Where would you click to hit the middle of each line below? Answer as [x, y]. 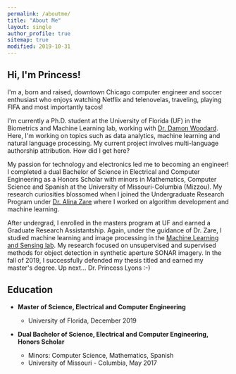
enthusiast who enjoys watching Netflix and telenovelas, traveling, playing [114, 99]
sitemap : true [28, 40]
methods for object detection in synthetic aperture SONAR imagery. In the [114, 253]
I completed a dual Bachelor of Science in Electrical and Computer [104, 172]
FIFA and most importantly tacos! [55, 107]
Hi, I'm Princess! [44, 75]
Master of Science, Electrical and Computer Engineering [102, 306]
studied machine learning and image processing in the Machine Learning [113, 237]
